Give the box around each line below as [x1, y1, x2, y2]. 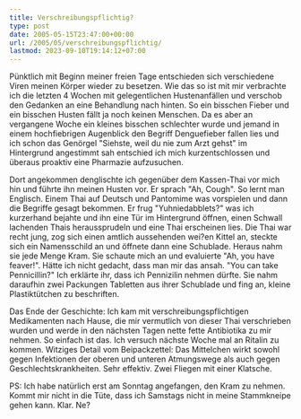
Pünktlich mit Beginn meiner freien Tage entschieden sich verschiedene [9, 71, 275, 82]
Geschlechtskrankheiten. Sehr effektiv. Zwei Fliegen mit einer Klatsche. [9, 363, 272, 374]
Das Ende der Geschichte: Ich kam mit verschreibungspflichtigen [9, 306, 249, 317]
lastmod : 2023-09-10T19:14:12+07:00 [9, 47, 146, 56]
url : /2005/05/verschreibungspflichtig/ [9, 38, 163, 48]
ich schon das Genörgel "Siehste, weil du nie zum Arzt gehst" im [9, 138, 248, 149]
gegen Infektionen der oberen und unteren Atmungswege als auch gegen [9, 354, 280, 364]
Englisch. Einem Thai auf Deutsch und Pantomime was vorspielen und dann [9, 194, 288, 205]
